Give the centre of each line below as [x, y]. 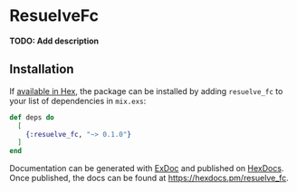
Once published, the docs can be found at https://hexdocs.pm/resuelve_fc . [149, 178]
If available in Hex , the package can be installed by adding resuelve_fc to [146, 91]
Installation [42, 69]
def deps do [32, 117]
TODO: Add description [54, 41]
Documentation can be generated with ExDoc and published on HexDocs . [147, 168]
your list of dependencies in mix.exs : [78, 101]
